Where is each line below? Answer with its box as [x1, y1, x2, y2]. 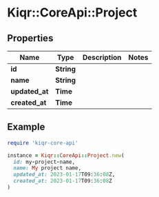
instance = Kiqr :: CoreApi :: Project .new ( [7, 152, 125, 159]
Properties [7, 32, 54, 44]
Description [82, 53, 122, 62]
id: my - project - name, [13, 158, 76, 165]
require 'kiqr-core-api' [7, 139, 78, 146]
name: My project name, [13, 165, 81, 172]
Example [7, 121, 45, 133]
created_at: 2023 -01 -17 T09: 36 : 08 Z [13, 178, 112, 185]
